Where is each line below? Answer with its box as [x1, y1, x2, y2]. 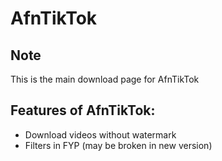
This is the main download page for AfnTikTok [10, 73, 200, 85]
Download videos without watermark [24, 128, 177, 141]
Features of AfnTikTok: [10, 102, 156, 119]
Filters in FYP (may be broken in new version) [24, 139, 213, 151]
